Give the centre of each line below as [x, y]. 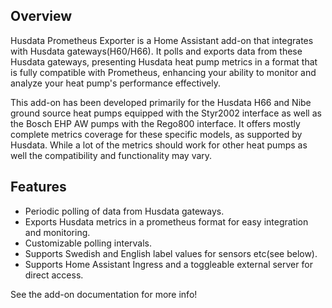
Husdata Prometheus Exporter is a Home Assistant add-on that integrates [162, 40]
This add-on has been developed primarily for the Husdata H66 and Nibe [161, 102]
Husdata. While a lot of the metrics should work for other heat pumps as [159, 145]
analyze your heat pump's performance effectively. [115, 83]
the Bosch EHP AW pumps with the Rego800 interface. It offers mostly [155, 123]
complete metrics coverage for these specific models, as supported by [156, 134]
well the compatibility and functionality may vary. [111, 155]
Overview [41, 16]
